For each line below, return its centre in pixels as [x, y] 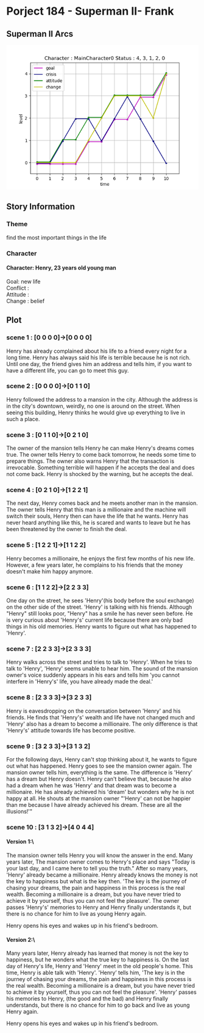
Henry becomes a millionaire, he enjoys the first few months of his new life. [100, 558]
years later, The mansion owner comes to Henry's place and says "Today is [101, 862]
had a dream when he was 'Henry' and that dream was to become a [91, 785]
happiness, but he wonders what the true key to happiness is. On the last [98, 960]
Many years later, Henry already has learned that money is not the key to [97, 953]
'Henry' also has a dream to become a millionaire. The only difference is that [102, 724]
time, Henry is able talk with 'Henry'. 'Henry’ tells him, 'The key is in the [96, 972]
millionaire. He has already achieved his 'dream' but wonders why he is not [100, 792]
